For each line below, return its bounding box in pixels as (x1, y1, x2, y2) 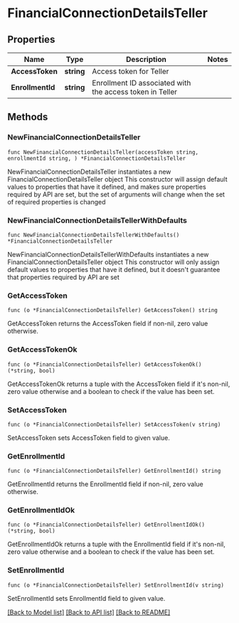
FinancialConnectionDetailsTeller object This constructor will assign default (7, 174, 228, 183)
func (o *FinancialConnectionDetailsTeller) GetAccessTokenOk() (7, 361, 202, 368)
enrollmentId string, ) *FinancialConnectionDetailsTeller (7, 155, 186, 162)
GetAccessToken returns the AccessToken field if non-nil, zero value (7, 319, 208, 328)
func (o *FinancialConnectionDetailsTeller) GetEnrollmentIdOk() (7, 521, 205, 528)
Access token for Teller (92, 66, 169, 76)
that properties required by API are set (7, 273, 119, 281)
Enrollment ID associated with (92, 78, 191, 88)
